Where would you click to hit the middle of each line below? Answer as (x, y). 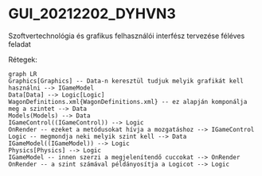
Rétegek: (23, 59)
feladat (20, 44)
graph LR (23, 74)
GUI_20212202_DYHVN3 (92, 14)
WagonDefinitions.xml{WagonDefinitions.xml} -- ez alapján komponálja (128, 101)
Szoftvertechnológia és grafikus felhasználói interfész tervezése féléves (127, 36)
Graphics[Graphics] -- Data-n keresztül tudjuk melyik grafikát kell (126, 81)
